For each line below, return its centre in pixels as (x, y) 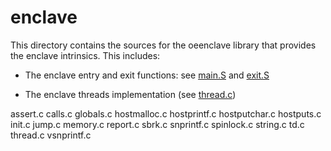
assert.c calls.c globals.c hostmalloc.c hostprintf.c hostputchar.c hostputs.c (166, 113)
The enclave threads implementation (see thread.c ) (130, 94)
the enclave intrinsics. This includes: (85, 55)
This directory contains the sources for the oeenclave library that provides (163, 45)
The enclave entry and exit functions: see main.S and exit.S (147, 75)
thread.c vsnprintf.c (51, 135)
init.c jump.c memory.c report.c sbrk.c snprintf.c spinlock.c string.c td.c (157, 124)
